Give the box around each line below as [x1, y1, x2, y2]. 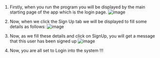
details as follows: [9, 24, 46, 29]
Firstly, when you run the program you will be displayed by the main [9, 4, 145, 10]
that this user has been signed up [9, 38, 77, 44]
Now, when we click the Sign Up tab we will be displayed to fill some [9, 19, 147, 24]
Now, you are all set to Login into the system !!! [9, 48, 104, 53]
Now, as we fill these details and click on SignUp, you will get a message [9, 33, 156, 39]
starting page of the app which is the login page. [9, 9, 107, 15]
